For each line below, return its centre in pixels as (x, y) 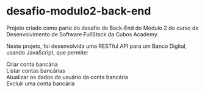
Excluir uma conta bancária (41, 84)
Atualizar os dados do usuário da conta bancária (67, 77)
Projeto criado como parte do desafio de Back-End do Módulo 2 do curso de (103, 28)
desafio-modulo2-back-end (79, 11)
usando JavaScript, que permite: (47, 52)
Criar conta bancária (32, 64)
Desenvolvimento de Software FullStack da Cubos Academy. (82, 34)
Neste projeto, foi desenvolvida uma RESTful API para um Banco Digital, (97, 46)
